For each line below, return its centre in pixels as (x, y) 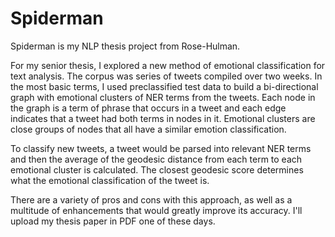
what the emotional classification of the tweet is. (110, 180)
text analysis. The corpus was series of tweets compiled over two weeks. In (166, 76)
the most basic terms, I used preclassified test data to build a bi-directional (164, 86)
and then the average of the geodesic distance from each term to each (156, 159)
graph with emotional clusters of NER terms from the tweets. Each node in (163, 97)
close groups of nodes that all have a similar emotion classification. (148, 129)
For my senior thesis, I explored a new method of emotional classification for (168, 65)
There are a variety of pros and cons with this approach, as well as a (151, 199)
